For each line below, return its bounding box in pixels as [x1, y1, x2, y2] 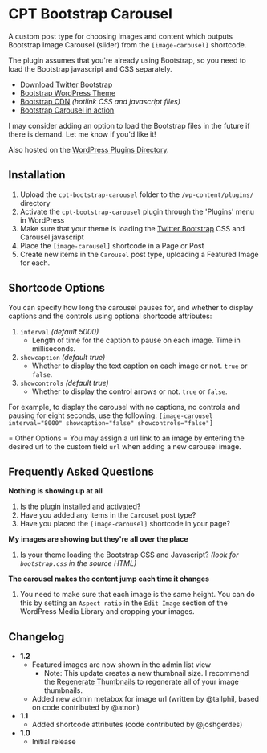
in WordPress [19, 215, 65, 225]
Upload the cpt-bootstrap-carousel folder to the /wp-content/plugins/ [19, 190, 254, 199]
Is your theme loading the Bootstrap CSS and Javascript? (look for [19, 550, 239, 559]
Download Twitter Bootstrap [19, 80, 113, 89]
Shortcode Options [8, 281, 106, 295]
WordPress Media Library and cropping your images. [19, 607, 195, 616]
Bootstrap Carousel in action [19, 105, 115, 115]
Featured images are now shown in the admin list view [31, 660, 212, 669]
